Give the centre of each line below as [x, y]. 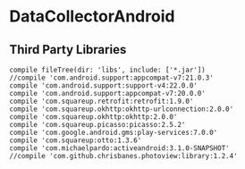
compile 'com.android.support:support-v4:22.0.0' [104, 86]
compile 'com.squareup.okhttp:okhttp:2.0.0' [93, 117]
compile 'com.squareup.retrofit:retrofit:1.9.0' [101, 101]
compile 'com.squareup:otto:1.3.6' [76, 140]
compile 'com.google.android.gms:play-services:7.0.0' [114, 132]
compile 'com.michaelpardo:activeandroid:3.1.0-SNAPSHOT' [119, 148]
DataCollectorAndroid [92, 17]
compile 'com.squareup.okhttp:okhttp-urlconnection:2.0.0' [122, 109]
